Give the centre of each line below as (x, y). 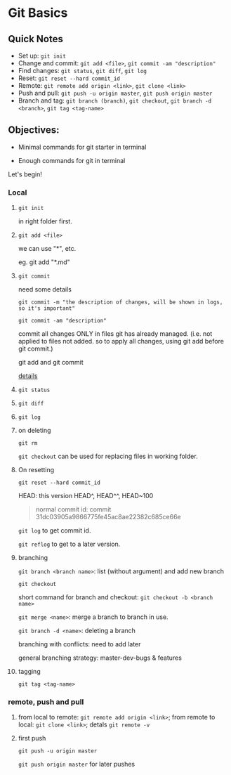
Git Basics (38, 13)
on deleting (34, 431)
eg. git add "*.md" (44, 262)
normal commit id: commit (73, 509)
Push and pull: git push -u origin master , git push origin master (115, 93)
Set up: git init (42, 56)
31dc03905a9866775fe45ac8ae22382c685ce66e (108, 517)
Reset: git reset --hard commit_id (69, 78)
